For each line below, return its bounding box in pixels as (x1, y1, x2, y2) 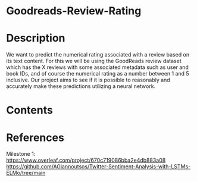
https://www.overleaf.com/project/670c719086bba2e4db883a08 (6, 156, 166, 164)
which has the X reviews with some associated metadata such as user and (6, 64, 189, 71)
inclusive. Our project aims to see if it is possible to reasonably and (6, 76, 171, 84)
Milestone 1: (6, 150, 36, 158)
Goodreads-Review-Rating (6, 4, 142, 18)
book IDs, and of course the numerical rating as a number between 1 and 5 (6, 70, 189, 77)
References (6, 131, 64, 144)
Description (6, 32, 65, 45)
